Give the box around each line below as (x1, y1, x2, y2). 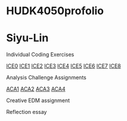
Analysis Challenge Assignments (6, 74, 86, 81)
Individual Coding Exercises (6, 51, 75, 58)
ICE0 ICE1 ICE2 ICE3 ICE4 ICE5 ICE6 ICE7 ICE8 (6, 62, 121, 69)
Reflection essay (6, 109, 47, 116)
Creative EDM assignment (6, 97, 70, 104)
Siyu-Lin (6, 31, 49, 45)
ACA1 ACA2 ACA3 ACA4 (6, 85, 66, 93)
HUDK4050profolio (6, 4, 104, 18)
